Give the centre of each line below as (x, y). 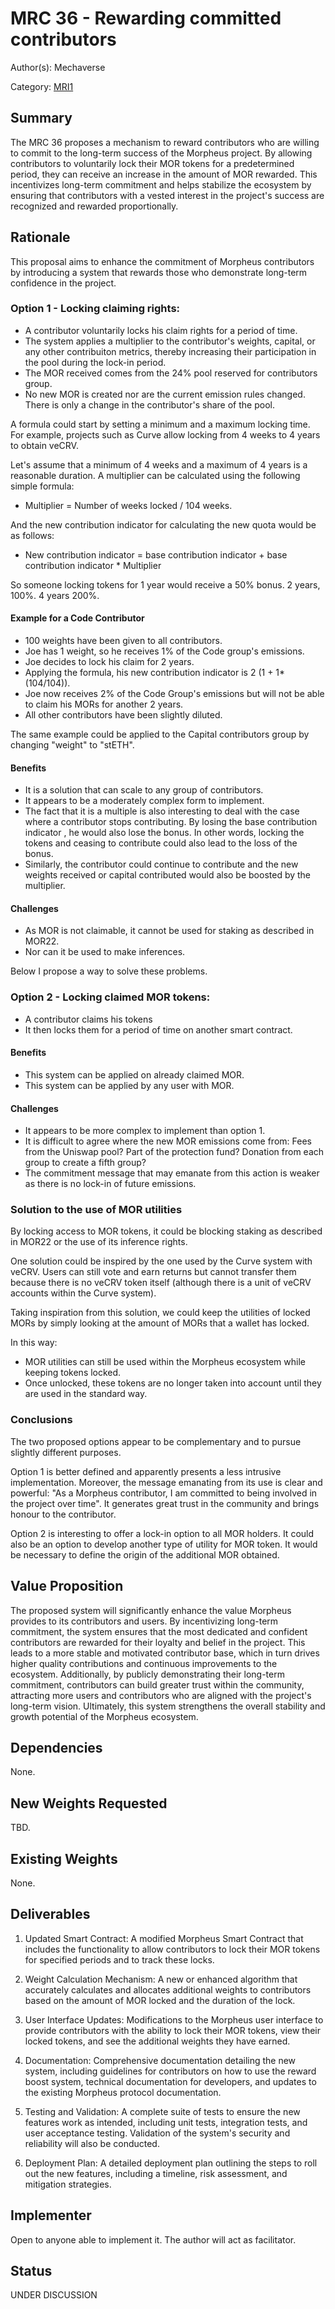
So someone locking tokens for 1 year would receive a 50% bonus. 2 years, (165, 584)
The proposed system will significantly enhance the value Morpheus (151, 1610)
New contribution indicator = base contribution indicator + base (156, 554)
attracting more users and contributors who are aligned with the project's (161, 1695)
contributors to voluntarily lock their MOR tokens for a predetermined (152, 163)
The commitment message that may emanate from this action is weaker (172, 1173)
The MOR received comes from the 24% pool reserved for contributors (171, 373)
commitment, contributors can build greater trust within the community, (157, 1684)
